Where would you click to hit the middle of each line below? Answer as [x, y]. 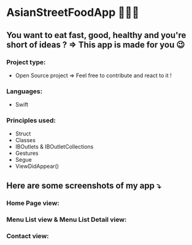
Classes [25, 140]
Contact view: [28, 236]
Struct [23, 134]
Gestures [27, 153]
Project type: [26, 62]
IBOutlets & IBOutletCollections [54, 147]
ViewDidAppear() [37, 166]
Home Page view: [33, 203]
